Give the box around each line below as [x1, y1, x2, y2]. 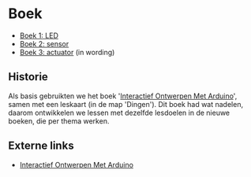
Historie [8, 70, 49, 83]
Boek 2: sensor [19, 39, 69, 48]
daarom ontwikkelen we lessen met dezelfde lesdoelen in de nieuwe [8, 108, 230, 117]
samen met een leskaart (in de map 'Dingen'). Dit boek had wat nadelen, [8, 99, 243, 109]
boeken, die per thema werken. [8, 116, 110, 126]
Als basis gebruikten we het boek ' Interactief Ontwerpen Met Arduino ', [8, 91, 238, 101]
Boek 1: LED [19, 31, 59, 40]
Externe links [8, 139, 74, 153]
